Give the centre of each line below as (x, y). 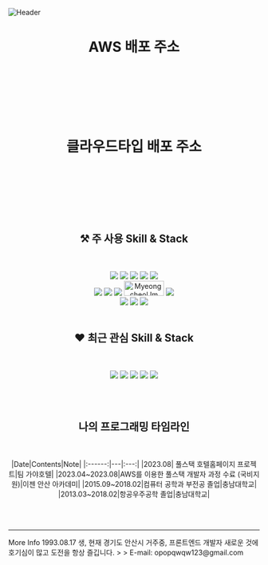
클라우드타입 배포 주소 (134, 147)
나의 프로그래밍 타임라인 (134, 427)
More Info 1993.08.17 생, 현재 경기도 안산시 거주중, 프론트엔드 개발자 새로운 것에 (134, 543)
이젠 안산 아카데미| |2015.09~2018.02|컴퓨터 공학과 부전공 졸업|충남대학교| (140, 484)
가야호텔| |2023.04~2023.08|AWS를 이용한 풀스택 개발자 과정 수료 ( (133, 474)
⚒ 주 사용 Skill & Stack (134, 239)
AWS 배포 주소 (134, 47)
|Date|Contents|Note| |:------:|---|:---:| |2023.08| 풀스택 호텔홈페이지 (124, 464)
